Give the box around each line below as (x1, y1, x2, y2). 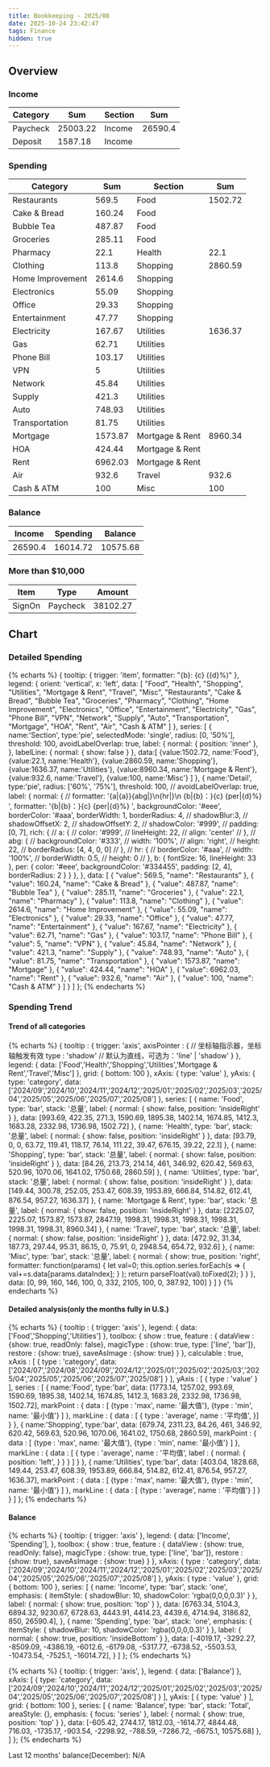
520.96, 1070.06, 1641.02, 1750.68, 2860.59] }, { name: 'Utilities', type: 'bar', (8, 1167, 260, 1177)
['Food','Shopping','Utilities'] (8, 1331, 102, 1340)
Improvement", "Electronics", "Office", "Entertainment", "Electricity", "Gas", (8, 704, 256, 714)
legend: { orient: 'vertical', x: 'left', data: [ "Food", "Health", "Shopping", (8, 678, 243, 688)
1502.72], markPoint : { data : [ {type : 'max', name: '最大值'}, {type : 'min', (8, 1400, 253, 1410)
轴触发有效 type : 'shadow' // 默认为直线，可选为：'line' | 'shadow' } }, (8, 1050, 242, 1061)
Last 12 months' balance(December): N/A (8, 1751, 146, 1761)
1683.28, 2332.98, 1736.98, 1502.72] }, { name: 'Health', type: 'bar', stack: (8, 1121, 253, 1131)
